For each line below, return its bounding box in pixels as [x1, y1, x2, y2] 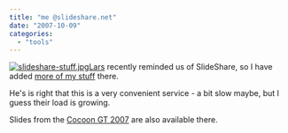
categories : [9, 29, 53, 38]
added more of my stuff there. [9, 71, 120, 82]
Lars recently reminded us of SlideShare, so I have [88, 62, 273, 72]
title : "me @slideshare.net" [9, 12, 117, 22]
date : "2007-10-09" [9, 21, 82, 30]
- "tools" [17, 37, 53, 47]
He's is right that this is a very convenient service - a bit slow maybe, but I [9, 88, 280, 99]
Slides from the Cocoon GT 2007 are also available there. [9, 115, 219, 125]
